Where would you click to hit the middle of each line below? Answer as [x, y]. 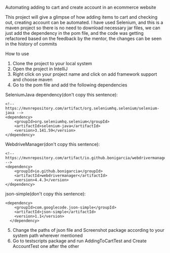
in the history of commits [31, 44]
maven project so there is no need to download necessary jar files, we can [83, 28]
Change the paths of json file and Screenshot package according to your [88, 230]
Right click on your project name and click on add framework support [85, 74]
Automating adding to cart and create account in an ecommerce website [81, 7]
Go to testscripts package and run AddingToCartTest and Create [79, 241]
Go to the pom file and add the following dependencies [70, 85]
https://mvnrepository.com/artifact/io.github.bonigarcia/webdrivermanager [87, 158]
